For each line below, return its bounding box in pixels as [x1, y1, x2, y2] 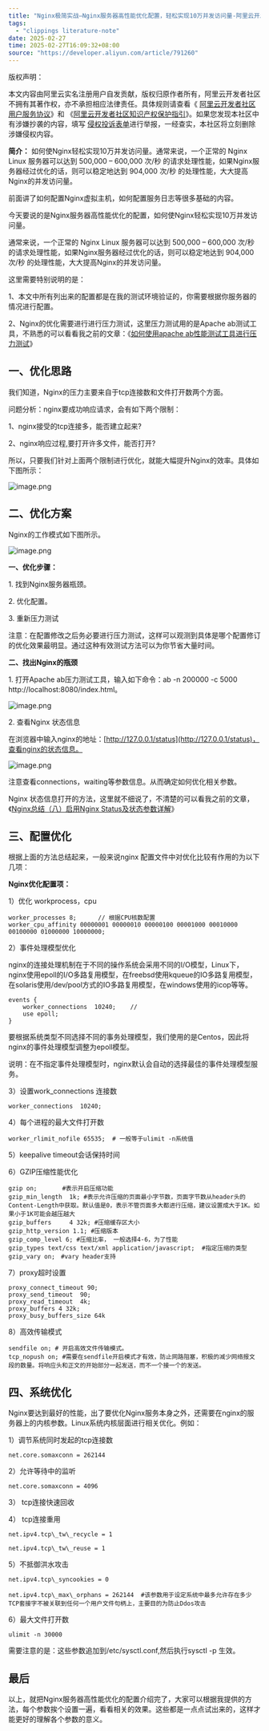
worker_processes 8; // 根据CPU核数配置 [8, 914, 156, 922]
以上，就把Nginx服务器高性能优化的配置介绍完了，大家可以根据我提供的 [8, 1694, 246, 1705]
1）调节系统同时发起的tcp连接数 [8, 1435, 114, 1445]
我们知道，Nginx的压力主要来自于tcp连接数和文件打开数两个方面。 [8, 387, 228, 397]
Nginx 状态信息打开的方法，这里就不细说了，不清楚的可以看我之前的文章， [8, 793, 255, 803]
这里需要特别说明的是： [8, 274, 86, 284]
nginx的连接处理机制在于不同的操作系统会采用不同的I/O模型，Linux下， [8, 960, 244, 970]
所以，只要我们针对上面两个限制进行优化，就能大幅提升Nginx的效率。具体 [8, 455, 252, 465]
